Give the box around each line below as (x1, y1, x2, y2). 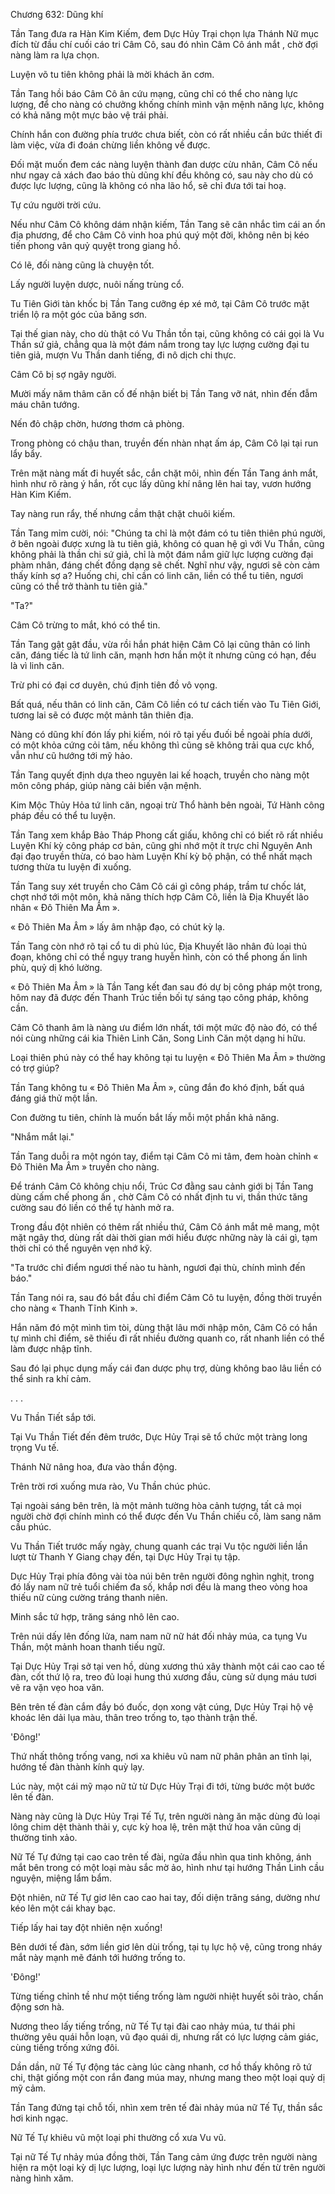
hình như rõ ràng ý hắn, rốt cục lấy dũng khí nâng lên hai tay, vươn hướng (10, 478, 312, 489)
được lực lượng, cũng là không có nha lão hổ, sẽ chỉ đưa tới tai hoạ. (10, 180, 287, 191)
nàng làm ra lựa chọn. (10, 49, 100, 61)
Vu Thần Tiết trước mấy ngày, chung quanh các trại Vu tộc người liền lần (10, 1540, 308, 1552)
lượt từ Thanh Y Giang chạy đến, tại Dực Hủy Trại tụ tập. (10, 1551, 241, 1563)
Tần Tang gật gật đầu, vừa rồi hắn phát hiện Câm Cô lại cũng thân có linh (10, 639, 311, 650)
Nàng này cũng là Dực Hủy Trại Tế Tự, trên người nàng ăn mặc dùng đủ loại (10, 1810, 321, 1822)
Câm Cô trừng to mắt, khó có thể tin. (10, 619, 161, 631)
